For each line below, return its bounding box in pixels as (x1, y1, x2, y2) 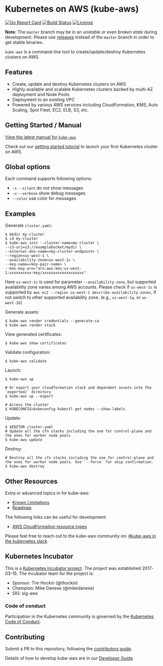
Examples (5, 210, 36, 218)
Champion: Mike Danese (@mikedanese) (12, 585, 94, 591)
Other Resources (5, 477, 58, 486)
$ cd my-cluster (5, 236, 38, 241)
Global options (5, 162, 50, 171)
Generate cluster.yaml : (5, 223, 53, 229)
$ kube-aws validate (5, 359, 47, 364)
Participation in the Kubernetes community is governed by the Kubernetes (5, 613, 154, 620)
